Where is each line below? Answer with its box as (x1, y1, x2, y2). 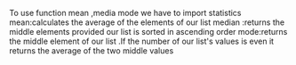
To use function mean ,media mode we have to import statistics (9, 8, 242, 18)
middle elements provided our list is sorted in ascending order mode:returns (9, 27, 288, 37)
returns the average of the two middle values (9, 45, 174, 56)
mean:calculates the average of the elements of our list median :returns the (9, 17, 285, 28)
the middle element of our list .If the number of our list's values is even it (9, 36, 274, 46)
